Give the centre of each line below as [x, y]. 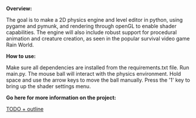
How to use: [21, 56]
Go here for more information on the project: [61, 97]
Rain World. [20, 45]
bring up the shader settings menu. [48, 86]
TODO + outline [25, 109]
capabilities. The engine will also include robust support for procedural [92, 32]
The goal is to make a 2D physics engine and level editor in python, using [94, 20]
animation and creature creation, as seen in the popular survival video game [98, 38]
